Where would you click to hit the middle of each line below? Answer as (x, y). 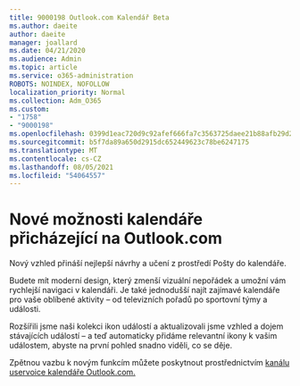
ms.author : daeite (43, 26)
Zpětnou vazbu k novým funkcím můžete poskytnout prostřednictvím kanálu (150, 363)
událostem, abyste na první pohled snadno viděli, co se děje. (121, 346)
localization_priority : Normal (67, 92)
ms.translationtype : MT (54, 150)
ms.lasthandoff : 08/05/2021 (62, 167)
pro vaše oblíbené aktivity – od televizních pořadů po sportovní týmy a (138, 299)
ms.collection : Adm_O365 (55, 101)
